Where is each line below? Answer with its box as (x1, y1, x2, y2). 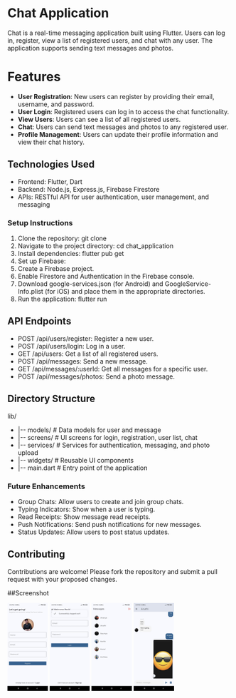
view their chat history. (17, 138, 85, 146)
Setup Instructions (7, 217, 73, 227)
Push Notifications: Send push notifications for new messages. (17, 520, 202, 528)
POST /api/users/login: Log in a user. (17, 342, 126, 350)
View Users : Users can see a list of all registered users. (17, 115, 181, 123)
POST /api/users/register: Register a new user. (17, 334, 154, 343)
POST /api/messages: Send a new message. (17, 356, 148, 365)
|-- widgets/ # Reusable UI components (17, 456, 134, 464)
